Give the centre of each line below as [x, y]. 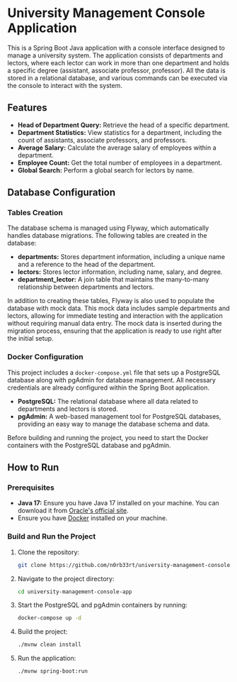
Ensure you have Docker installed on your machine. [92, 518]
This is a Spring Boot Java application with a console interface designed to [116, 48]
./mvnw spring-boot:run [53, 671]
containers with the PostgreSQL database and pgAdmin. [89, 445]
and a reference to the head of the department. [86, 265]
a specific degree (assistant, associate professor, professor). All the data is [117, 70]
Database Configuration [62, 193]
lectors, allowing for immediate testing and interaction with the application [115, 316]
